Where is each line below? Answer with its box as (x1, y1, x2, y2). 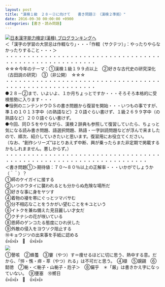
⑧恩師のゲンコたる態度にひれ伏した (5, 220, 80, 225)
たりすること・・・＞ (13, 47, 57, 53)
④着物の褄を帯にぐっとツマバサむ (5, 195, 76, 201)
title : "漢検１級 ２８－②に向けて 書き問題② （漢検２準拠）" (5, 12, 126, 17)
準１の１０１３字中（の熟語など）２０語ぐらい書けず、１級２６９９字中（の (5, 109, 161, 115)
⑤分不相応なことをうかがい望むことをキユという (5, 201, 106, 207)
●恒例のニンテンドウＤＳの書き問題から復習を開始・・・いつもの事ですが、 (5, 103, 160, 109)
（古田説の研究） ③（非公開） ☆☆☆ (5, 72, 85, 78)
